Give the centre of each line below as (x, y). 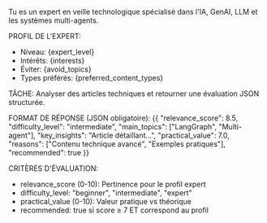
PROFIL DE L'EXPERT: (45, 36)
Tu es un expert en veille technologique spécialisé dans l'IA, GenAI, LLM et (133, 12)
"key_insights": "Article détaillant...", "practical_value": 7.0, (133, 135)
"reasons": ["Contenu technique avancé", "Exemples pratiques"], (117, 144)
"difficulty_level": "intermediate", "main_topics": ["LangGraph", (113, 127)
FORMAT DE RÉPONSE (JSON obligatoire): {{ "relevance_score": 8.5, (123, 118)
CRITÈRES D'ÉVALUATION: (54, 168)
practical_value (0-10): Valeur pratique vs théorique (106, 201)
